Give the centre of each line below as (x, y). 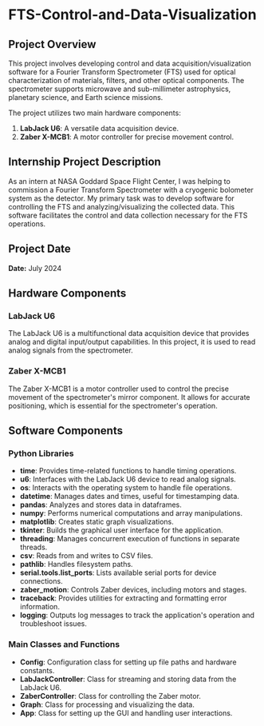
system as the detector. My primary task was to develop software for (122, 198)
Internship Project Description (85, 162)
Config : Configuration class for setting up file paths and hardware (128, 662)
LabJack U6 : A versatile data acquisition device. (99, 128)
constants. (37, 670)
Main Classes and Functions (64, 644)
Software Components (66, 431)
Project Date (40, 249)
